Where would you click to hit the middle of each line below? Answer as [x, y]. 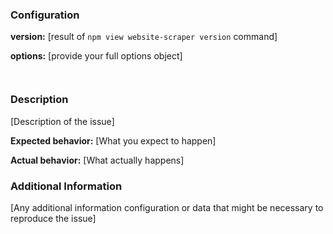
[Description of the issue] [62, 121]
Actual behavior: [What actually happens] [97, 160]
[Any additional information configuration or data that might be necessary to [167, 207]
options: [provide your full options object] [96, 56]
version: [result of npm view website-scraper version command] [144, 37]
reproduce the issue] [53, 218]
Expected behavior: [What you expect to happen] [113, 140]
